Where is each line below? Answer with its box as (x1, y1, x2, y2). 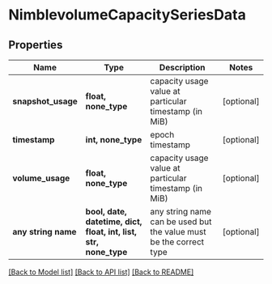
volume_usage (12, 172, 70, 184)
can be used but (150, 216, 212, 227)
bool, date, (85, 206, 127, 217)
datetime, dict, (85, 216, 142, 227)
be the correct (150, 236, 205, 248)
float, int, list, (85, 227, 138, 237)
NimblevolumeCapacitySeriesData (8, 6, 247, 24)
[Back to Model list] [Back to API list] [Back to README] (8, 267, 194, 277)
